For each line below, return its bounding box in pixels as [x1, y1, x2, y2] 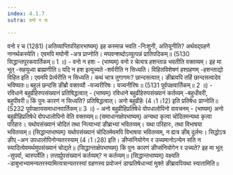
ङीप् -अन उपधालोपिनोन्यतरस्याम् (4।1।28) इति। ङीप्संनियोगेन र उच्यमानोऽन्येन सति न [7, 135, 202, 144]
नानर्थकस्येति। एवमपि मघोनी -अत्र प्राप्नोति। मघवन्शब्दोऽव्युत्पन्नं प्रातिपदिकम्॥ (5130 [7, 49, 190, 58]
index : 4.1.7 [7, 10, 45, 17]
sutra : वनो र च [7, 17, 48, 24]
